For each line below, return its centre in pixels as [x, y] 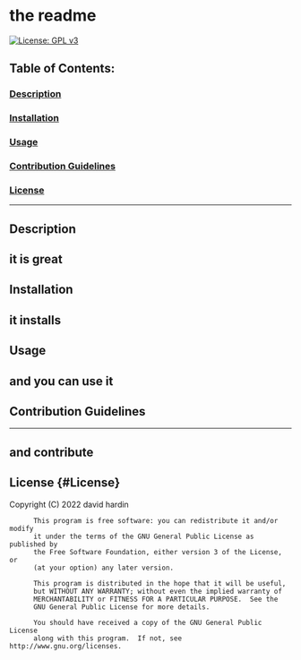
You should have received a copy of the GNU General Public [147, 622]
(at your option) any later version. [103, 568]
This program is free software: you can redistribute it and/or [155, 520]
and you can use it [61, 381]
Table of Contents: [62, 69]
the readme [53, 16]
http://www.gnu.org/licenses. [66, 646]
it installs [35, 320]
